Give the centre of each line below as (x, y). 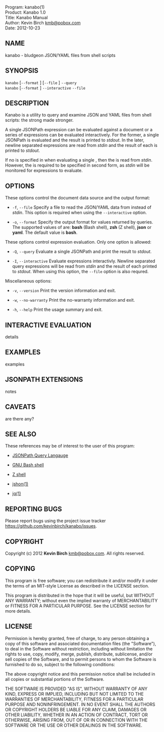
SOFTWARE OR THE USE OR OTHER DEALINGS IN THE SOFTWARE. (74, 725)
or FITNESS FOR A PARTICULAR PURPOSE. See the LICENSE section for (78, 606)
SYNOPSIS (22, 71)
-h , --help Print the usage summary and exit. (57, 310)
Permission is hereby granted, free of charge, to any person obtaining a (77, 638)
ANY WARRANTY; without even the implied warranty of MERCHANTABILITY (82, 600)
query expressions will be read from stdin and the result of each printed (84, 266)
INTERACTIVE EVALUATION (48, 325)
